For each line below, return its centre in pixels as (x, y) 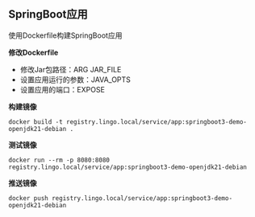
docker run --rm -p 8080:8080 (59, 160)
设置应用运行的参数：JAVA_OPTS (75, 80)
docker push (28, 198)
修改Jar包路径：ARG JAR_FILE (71, 69)
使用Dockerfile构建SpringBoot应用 (65, 35)
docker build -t (36, 122)
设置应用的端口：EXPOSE (62, 89)
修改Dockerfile (33, 52)
